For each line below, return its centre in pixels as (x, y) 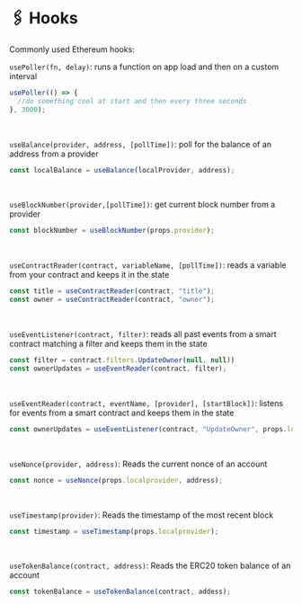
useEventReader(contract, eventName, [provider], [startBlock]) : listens (147, 403)
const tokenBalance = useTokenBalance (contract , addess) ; (120, 592)
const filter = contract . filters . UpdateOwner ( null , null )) (122, 360)
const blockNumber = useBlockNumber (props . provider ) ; (112, 231)
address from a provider (54, 154)
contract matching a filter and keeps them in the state (109, 344)
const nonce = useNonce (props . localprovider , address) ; (116, 480)
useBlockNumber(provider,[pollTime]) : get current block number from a (142, 205)
